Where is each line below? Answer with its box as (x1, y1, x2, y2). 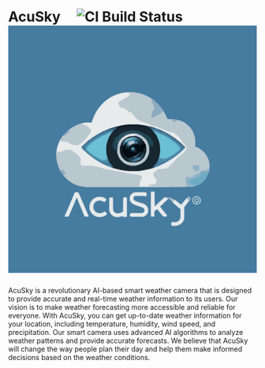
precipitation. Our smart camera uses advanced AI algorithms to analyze (8, 327, 244, 336)
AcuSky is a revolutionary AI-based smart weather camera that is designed (8, 285, 252, 295)
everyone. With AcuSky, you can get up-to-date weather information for (8, 310, 242, 320)
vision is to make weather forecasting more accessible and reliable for (8, 302, 236, 311)
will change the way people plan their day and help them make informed (8, 344, 243, 354)
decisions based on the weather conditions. (8, 352, 151, 362)
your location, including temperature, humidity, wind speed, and (8, 319, 216, 329)
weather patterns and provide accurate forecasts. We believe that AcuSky (8, 336, 248, 345)
